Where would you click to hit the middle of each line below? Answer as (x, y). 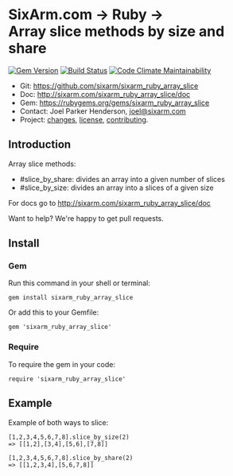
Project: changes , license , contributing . (84, 119)
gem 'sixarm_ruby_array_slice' (60, 327)
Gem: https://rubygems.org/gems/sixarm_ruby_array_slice (115, 103)
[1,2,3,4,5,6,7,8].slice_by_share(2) (71, 458)
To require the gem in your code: (62, 364)
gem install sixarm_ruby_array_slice (71, 298)
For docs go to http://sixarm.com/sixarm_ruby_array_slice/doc (109, 203)
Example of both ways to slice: (58, 422)
